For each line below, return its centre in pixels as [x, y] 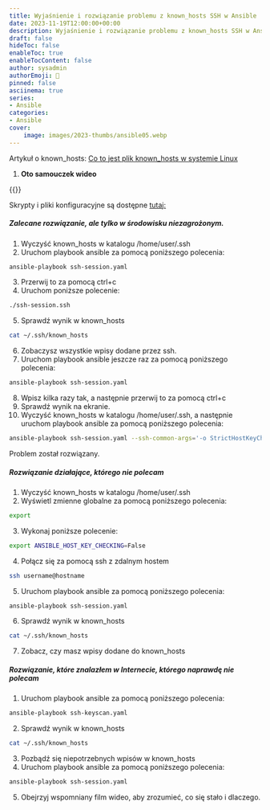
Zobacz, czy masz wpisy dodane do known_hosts [103, 651]
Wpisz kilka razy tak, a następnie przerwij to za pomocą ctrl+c [123, 398]
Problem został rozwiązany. [54, 453]
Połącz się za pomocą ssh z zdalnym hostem [95, 561]
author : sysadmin [38, 68]
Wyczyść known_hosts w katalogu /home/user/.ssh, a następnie [127, 415]
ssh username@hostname [47, 575]
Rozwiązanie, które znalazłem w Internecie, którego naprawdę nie [122, 669]
